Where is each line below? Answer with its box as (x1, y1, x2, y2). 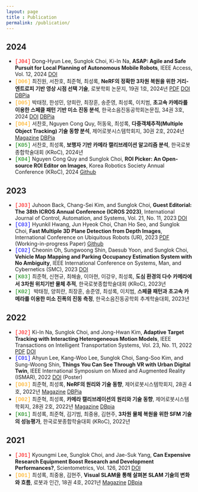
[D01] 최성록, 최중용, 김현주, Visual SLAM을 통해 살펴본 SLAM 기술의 (14, 471, 179, 479)
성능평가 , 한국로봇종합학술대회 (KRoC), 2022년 (20, 418, 130, 425)
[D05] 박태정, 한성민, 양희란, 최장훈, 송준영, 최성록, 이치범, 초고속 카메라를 (14, 99, 188, 106)
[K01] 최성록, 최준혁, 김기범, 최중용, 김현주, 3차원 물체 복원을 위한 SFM (14, 410, 181, 418)
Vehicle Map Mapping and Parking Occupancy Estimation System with (14, 253, 193, 260)
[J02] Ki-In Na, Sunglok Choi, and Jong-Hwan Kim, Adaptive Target (14, 328, 184, 336)
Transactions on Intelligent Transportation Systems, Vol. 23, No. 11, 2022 (14, 341, 192, 349)
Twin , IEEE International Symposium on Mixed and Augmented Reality (14, 367, 186, 374)
